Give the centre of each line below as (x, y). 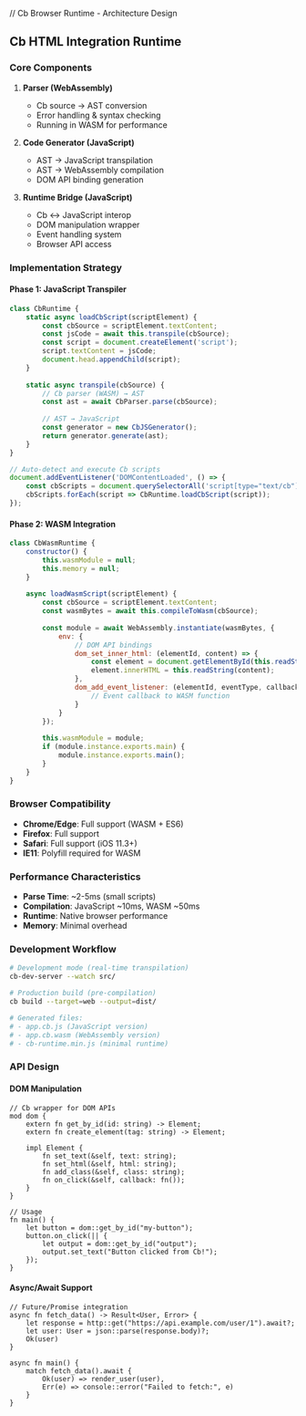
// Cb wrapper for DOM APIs (63, 1108)
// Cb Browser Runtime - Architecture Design (93, 13)
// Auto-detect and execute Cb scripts (85, 469)
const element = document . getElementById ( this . (183, 662)
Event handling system (79, 234)
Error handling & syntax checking (98, 115)
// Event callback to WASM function (160, 696)
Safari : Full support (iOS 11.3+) (80, 843)
